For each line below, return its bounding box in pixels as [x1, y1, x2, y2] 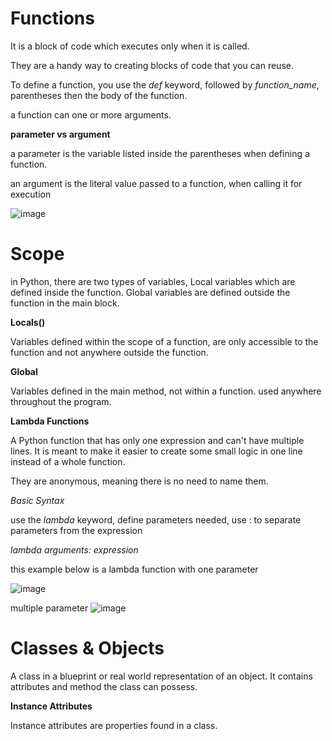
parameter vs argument [10, 128, 111, 140]
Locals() [10, 316, 46, 328]
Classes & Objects [10, 637, 165, 660]
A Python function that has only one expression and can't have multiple [10, 434, 305, 446]
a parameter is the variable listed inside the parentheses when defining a [10, 147, 310, 159]
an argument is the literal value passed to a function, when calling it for [10, 177, 303, 189]
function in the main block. [10, 297, 120, 309]
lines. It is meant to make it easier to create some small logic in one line [10, 445, 303, 457]
